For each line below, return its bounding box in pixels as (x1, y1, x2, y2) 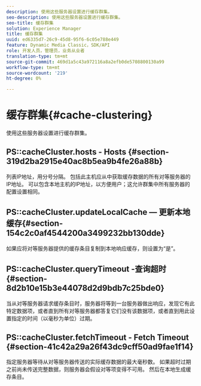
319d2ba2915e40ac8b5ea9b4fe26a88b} (6, 156, 163, 166)
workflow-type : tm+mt (6, 64, 60, 71)
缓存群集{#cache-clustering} (6, 108, 153, 122)
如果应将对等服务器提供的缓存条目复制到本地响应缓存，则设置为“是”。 (6, 245, 179, 252)
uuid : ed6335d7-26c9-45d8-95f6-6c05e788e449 (6, 37, 119, 42)
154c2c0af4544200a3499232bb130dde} (6, 228, 165, 238)
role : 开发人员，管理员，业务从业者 (6, 48, 85, 54)
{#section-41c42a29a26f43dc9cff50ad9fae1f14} (6, 342, 194, 352)
